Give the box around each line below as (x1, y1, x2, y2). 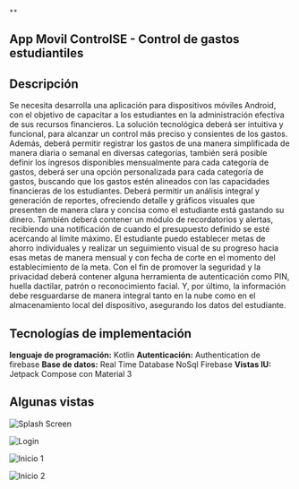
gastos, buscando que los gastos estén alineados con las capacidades (9, 176, 270, 187)
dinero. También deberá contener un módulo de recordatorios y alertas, (9, 214, 274, 225)
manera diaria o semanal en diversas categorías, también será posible (9, 148, 268, 159)
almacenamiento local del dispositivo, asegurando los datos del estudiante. (9, 300, 286, 311)
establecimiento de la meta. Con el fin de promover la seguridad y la (9, 262, 261, 272)
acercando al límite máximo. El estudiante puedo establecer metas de (9, 233, 266, 244)
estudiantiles (9, 46, 84, 61)
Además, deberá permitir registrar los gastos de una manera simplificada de (9, 138, 290, 149)
